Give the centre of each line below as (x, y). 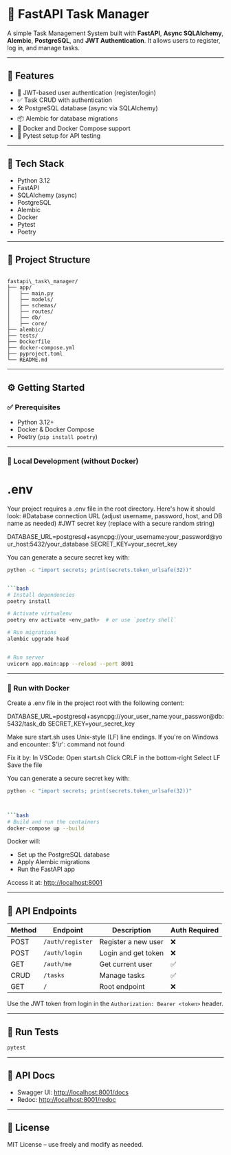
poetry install (29, 601)
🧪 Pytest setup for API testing (59, 135)
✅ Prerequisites (34, 407)
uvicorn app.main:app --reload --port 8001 (70, 664)
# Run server (26, 657)
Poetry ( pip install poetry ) (57, 437)
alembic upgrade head (38, 639)
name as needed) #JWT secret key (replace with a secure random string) (111, 523)
